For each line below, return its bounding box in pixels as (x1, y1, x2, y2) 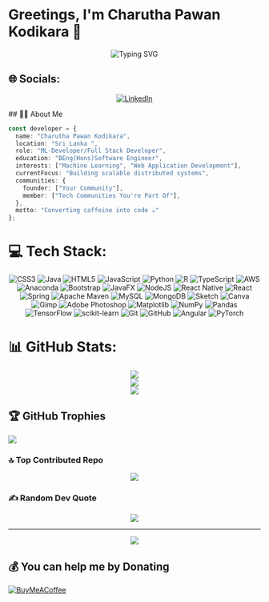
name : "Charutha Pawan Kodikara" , (15, 132, 130, 140)
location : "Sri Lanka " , (15, 139, 98, 147)
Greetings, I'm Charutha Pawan (8, 6, 221, 24)
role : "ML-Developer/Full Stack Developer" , (15, 146, 167, 155)
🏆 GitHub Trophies (8, 410, 106, 423)
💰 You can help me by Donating (8, 560, 170, 573)
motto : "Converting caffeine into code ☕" (15, 207, 159, 215)
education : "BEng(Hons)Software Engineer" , (15, 155, 163, 163)
